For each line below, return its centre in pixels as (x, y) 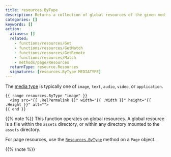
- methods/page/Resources (42, 62)
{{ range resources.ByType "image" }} (46, 96)
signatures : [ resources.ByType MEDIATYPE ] (55, 72)
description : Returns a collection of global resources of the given (81, 15)
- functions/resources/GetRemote (50, 53)
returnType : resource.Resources (44, 67)
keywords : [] (19, 24)
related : (19, 39)
